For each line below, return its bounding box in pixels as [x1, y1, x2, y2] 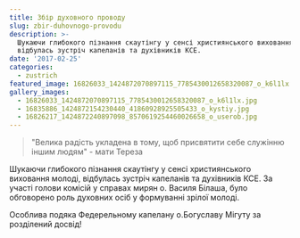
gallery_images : [9, 87, 70, 96]
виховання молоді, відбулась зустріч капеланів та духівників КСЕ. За [9, 173, 273, 184]
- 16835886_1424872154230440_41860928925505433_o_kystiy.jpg [17, 104, 250, 113]
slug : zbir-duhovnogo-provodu [9, 21, 122, 30]
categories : [9, 63, 54, 72]
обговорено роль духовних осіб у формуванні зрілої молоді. [9, 193, 239, 203]
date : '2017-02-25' [9, 54, 82, 63]
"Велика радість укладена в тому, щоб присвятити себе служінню [30, 137, 285, 148]
